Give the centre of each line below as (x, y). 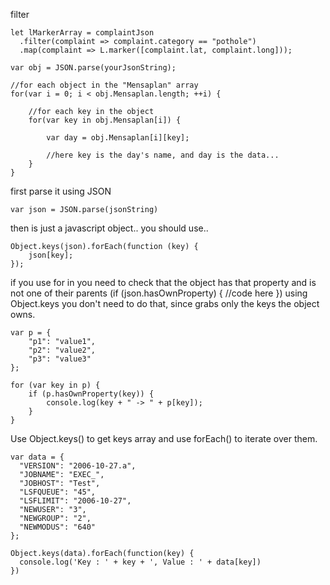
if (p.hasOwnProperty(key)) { (91, 394)
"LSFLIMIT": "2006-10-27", (75, 501)
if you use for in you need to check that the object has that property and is (163, 282)
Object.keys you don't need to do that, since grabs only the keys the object (165, 303)
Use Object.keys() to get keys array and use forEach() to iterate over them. (164, 438)
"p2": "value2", (62, 350)
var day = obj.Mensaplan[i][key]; (118, 138)
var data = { (37, 457)
